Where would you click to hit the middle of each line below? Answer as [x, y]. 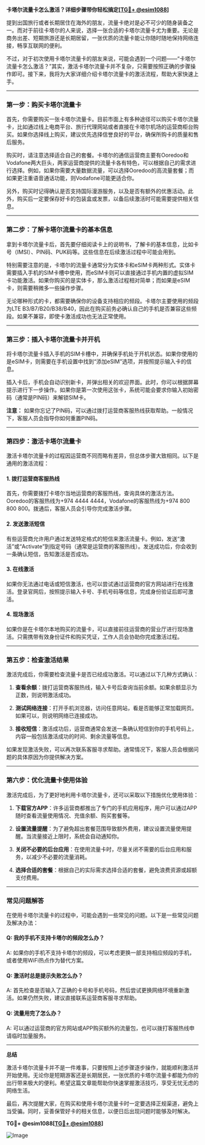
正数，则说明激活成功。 [45, 695]
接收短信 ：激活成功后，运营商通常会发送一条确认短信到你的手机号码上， [106, 729]
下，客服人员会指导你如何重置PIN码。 [54, 418]
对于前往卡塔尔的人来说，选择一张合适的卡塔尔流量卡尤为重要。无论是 [110, 30]
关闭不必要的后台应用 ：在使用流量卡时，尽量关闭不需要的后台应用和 [101, 849]
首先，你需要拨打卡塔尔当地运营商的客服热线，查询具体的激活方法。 [92, 493]
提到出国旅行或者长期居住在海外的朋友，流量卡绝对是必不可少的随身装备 [97, 23]
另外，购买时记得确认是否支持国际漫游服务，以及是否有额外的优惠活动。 [97, 191]
